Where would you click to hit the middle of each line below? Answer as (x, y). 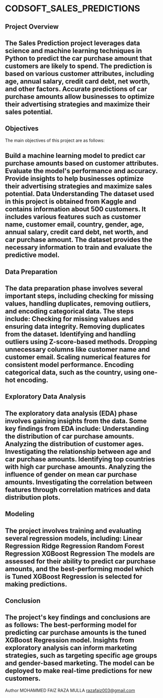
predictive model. (32, 255)
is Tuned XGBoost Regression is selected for (74, 576)
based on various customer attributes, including (80, 74)
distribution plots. (33, 497)
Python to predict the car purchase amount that (79, 58)
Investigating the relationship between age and (78, 451)
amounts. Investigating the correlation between (79, 482)
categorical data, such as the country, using (73, 372)
